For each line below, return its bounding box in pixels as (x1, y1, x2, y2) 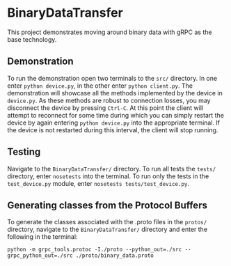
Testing (7, 146, 41, 158)
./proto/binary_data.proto (75, 252, 154, 259)
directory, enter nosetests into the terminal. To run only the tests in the (7, 172, 209, 180)
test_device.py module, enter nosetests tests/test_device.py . (7, 179, 190, 187)
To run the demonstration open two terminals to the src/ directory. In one (7, 74, 218, 82)
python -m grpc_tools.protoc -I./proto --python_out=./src (7, 246, 182, 253)
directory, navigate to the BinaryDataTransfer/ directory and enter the (7, 225, 207, 234)
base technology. (7, 35, 57, 43)
